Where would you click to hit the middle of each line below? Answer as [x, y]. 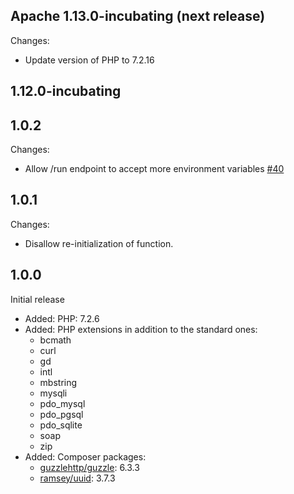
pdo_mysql [62, 403]
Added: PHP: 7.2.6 [62, 318]
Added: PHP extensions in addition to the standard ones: [141, 329]
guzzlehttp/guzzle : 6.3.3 [89, 467]
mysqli [53, 393]
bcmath [55, 340]
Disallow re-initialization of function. [99, 243]
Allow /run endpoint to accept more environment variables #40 [154, 169]
